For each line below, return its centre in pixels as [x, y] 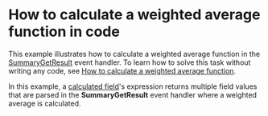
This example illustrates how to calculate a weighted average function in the [134, 54]
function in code [64, 32]
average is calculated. [45, 103]
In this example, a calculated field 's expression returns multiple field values [133, 86]
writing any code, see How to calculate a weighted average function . [122, 70]
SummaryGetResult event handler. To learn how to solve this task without [130, 62]
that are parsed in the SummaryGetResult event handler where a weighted [133, 94]
